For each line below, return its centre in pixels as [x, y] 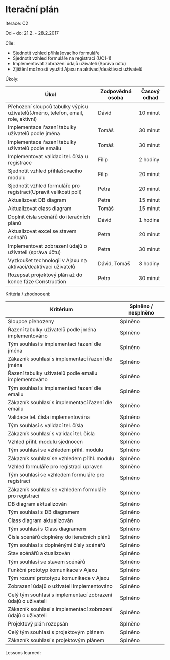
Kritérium [61, 309]
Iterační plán [32, 9]
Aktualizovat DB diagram [37, 200]
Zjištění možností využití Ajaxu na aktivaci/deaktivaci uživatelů [77, 69]
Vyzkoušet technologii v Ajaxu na [47, 260]
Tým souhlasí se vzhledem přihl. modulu [56, 450]
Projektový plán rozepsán [38, 623]
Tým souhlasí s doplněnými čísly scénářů [56, 545]
